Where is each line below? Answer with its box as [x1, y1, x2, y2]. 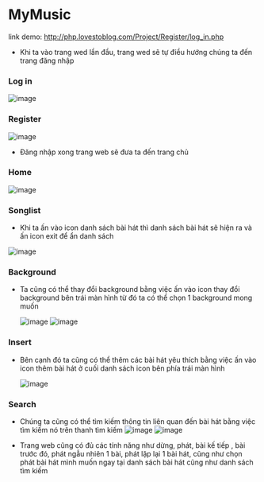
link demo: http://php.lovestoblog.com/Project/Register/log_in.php [8, 32, 224, 41]
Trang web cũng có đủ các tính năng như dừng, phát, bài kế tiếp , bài [19, 441, 246, 450]
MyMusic [8, 6, 71, 24]
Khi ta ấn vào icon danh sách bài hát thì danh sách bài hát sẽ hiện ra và [19, 223, 252, 232]
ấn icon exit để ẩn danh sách [19, 231, 114, 241]
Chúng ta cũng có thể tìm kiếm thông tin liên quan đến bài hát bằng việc [19, 417, 256, 426]
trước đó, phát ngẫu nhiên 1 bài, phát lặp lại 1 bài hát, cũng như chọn [19, 449, 243, 459]
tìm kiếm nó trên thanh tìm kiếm [19, 426, 123, 435]
